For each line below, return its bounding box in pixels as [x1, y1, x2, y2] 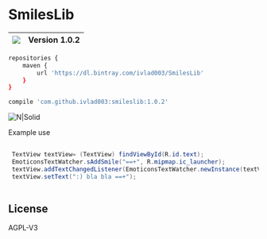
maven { [22, 61, 48, 69]
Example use [8, 128, 51, 137]
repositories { [8, 54, 59, 62]
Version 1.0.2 [28, 34, 81, 45]
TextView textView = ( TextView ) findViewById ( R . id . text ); [11, 151, 204, 159]
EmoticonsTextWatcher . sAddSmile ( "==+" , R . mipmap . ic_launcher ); [11, 157, 226, 166]
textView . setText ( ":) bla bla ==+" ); [11, 172, 137, 180]
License [8, 202, 48, 215]
